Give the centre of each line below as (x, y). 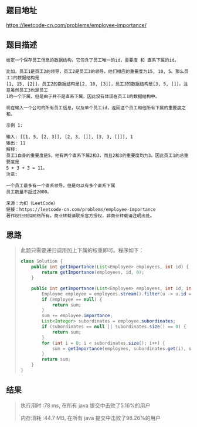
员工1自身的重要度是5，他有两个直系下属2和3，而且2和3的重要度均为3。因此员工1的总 (95, 155)
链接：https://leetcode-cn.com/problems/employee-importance (81, 209)
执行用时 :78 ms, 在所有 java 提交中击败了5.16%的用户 (85, 405)
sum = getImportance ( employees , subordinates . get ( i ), (119, 348)
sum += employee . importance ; (77, 316)
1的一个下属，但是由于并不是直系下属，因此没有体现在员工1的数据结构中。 (83, 96)
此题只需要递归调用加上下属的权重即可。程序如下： (82, 250)
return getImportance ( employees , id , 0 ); (93, 273)
